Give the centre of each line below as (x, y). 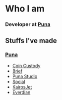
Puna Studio (25, 76)
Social (19, 81)
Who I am (25, 9)
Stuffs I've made (31, 40)
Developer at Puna (28, 24)
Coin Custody (26, 65)
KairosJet (22, 87)
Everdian (21, 92)
